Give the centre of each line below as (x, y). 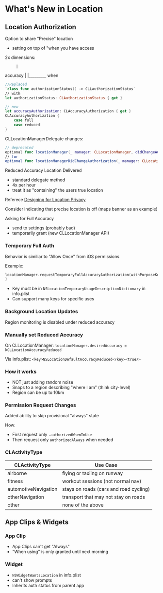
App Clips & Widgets (37, 522)
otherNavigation (26, 497)
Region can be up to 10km (38, 392)
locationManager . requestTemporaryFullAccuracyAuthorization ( (68, 275)
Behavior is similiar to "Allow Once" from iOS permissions (62, 256)
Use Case (106, 465)
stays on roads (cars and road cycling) (106, 489)
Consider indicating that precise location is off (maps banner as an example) (81, 209)
